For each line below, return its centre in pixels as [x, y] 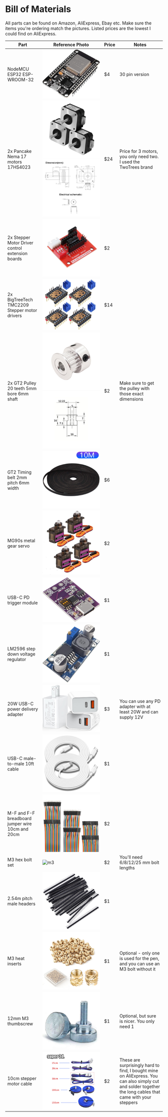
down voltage [21, 654]
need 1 [126, 1026]
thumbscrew [20, 1024]
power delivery [23, 709]
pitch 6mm [18, 482]
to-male [16, 763]
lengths [127, 867]
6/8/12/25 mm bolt [139, 862]
